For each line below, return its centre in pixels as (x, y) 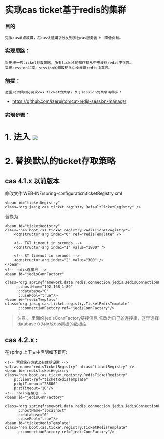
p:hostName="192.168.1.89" (45, 287)
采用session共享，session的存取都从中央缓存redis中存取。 (59, 68)
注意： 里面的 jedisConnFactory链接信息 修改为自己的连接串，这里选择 (88, 318)
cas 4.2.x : (21, 340)
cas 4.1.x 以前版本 (32, 181)
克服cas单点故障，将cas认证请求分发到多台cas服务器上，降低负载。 (64, 38)
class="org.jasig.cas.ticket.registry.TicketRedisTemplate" (68, 304)
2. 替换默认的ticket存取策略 (60, 161)
